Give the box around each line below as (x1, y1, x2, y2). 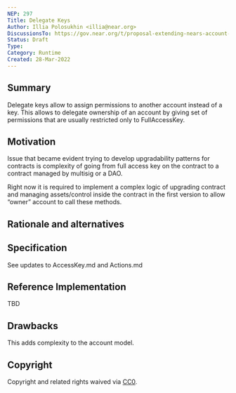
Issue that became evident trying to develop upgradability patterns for (7, 154, 211, 163)
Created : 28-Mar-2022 (7, 56, 71, 63)
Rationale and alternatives (7, 218, 125, 230)
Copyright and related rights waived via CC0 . (7, 378, 138, 386)
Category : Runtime (7, 50, 61, 57)
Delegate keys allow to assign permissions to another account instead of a (7, 100, 223, 109)
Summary (7, 82, 51, 94)
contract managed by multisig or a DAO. (7, 169, 123, 178)
